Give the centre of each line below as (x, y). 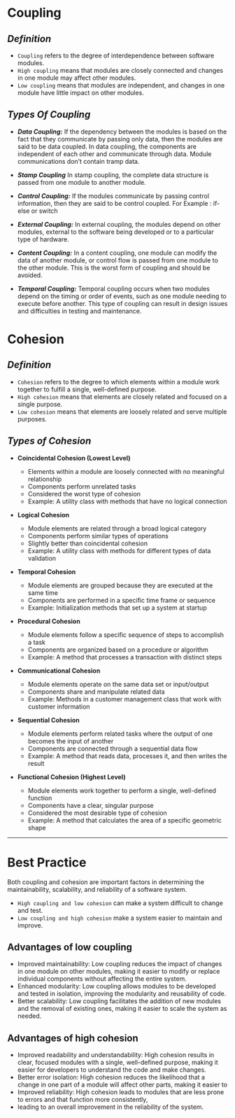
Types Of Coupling (49, 114)
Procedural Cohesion (49, 621)
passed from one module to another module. (82, 182)
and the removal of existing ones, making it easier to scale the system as (122, 1009)
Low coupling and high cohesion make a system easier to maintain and (120, 918)
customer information (59, 706)
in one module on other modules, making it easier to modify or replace (119, 972)
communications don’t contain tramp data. (78, 161)
